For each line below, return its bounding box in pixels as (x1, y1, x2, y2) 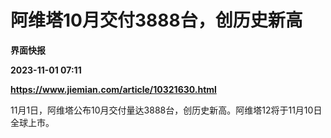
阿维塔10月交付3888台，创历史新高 (10, 9, 303, 32)
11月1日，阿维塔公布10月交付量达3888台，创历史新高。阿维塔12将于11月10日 (10, 104, 323, 116)
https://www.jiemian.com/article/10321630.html (10, 83, 217, 95)
